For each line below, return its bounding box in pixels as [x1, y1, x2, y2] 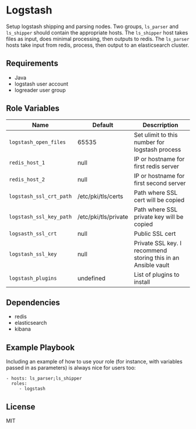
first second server [134, 179, 186, 187]
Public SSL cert [134, 229, 176, 238]
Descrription [142, 121, 178, 129]
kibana [14, 325, 31, 332]
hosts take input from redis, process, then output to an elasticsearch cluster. [6, 42, 190, 49]
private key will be [134, 212, 184, 221]
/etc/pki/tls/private [77, 212, 128, 221]
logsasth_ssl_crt [9, 230, 57, 237]
